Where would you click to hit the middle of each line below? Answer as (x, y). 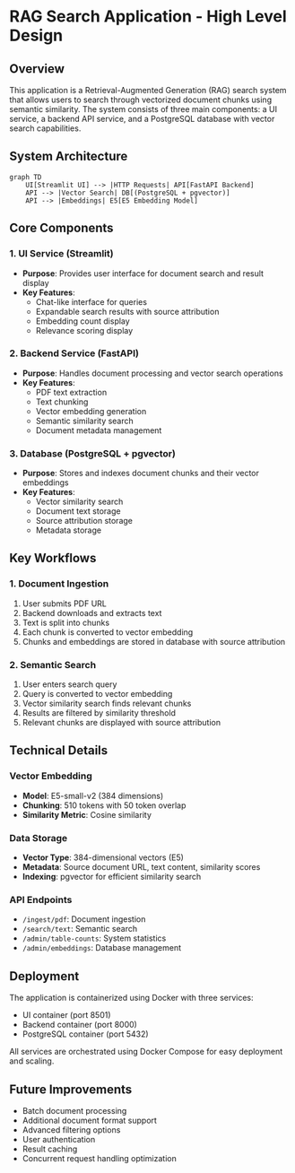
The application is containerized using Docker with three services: (131, 998)
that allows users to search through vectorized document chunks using (140, 100)
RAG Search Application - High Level (148, 17)
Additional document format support (89, 1120)
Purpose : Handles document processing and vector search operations (153, 373)
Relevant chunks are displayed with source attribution (121, 723)
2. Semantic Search (53, 665)
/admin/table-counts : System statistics (94, 938)
